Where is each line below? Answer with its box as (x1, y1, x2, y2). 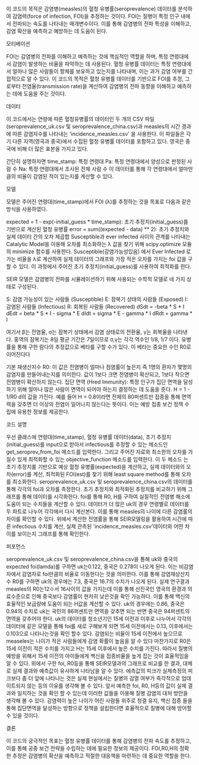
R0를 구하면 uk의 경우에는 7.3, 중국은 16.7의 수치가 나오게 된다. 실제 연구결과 (12, 578, 190, 585)
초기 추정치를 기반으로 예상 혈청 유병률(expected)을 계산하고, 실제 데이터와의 (6, 464, 185, 470)
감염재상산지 (160, 571, 190, 577)
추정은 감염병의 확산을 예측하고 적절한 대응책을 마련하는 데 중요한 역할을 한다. (12, 752, 192, 759)
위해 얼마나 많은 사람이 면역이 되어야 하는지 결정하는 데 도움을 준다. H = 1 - (17, 386, 190, 393)
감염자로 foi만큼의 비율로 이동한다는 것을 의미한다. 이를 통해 (21, 571, 160, 577)
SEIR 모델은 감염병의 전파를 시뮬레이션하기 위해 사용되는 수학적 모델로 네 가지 (6, 276, 185, 282)
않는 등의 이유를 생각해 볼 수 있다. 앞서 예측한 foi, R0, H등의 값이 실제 (26, 682, 187, 689)
